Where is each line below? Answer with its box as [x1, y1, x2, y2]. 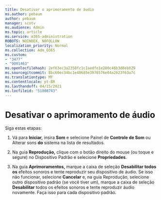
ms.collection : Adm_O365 [5, 48, 55, 52]
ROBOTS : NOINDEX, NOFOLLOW [5, 39, 60, 44]
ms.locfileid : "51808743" [5, 88, 57, 93]
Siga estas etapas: [5, 125, 42, 131]
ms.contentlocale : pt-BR [5, 79, 55, 84]
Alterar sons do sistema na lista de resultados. [12, 140, 105, 146]
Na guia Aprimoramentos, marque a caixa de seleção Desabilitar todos [12, 164, 157, 170]
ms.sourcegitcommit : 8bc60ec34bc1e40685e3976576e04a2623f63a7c [5, 70, 136, 75]
